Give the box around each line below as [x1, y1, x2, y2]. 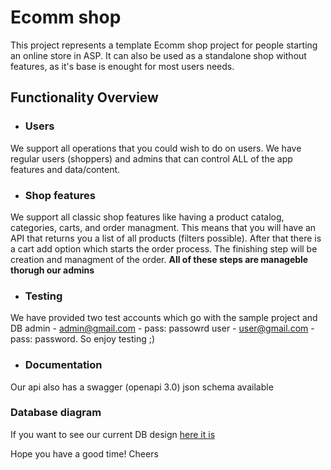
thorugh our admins [10, 264, 95, 276]
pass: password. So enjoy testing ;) [10, 333, 156, 345]
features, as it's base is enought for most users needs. [10, 60, 235, 72]
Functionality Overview [10, 89, 159, 106]
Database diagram [10, 406, 102, 420]
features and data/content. [10, 163, 121, 175]
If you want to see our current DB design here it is [10, 428, 216, 440]
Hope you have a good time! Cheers [10, 447, 159, 460]
